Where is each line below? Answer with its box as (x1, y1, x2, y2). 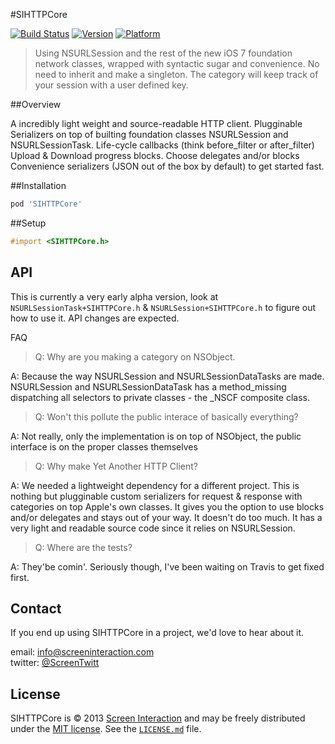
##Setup (10, 217, 47, 229)
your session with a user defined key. (34, 79, 189, 91)
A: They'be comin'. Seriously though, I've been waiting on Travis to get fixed (10, 560, 325, 573)
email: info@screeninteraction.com (10, 646, 155, 658)
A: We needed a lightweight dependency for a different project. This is (10, 479, 300, 491)
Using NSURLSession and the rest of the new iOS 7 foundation (34, 47, 293, 59)
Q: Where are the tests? (34, 541, 133, 553)
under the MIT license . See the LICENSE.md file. (10, 723, 202, 735)
